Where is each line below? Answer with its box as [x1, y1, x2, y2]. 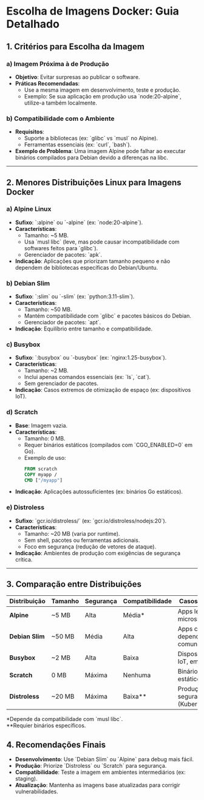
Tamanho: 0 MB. [24, 434, 66, 442]
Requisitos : [15, 128, 44, 135]
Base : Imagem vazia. [15, 422, 68, 429]
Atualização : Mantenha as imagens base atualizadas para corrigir [15, 782, 180, 789]
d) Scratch [6, 408, 38, 417]
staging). [15, 775, 38, 782]
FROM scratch [24, 466, 58, 472]
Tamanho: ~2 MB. [24, 367, 69, 374]
